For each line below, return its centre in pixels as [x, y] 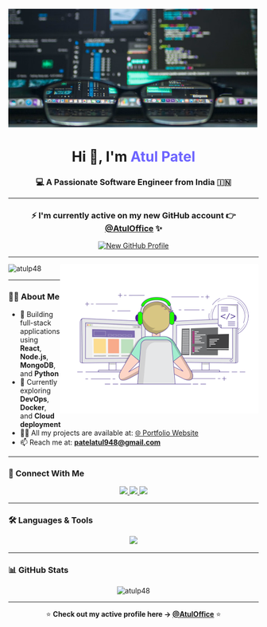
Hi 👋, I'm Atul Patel [133, 157]
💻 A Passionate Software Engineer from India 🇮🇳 [133, 182]
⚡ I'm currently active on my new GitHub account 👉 [133, 216]
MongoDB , [37, 365]
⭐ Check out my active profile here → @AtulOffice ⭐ [133, 613]
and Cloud [37, 416]
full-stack [35, 323]
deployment [40, 424]
